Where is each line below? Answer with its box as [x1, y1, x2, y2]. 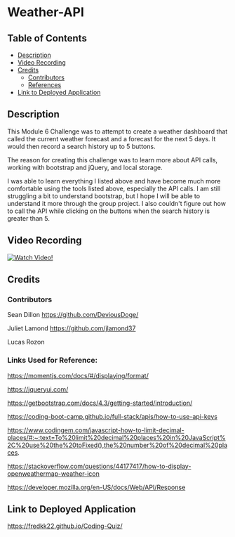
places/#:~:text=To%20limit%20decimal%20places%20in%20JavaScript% [7, 433, 226, 441]
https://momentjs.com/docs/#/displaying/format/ [7, 371, 149, 380]
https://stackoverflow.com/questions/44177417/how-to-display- [7, 462, 192, 470]
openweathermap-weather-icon [7, 469, 100, 478]
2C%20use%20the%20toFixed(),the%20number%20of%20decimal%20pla [7, 441, 228, 449]
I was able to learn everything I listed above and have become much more [7, 176, 221, 185]
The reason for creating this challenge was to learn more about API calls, [7, 155, 218, 164]
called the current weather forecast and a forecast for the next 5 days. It [7, 134, 216, 143]
